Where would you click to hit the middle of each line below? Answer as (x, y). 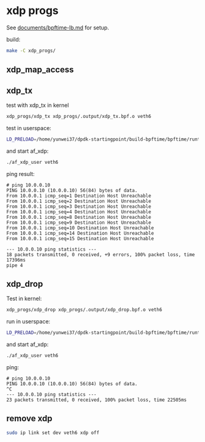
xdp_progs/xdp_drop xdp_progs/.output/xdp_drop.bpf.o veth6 (85, 310)
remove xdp (30, 418)
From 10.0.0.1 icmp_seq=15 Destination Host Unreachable (80, 238)
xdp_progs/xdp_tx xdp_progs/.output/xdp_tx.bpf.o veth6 (79, 117)
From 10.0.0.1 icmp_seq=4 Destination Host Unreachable (79, 212)
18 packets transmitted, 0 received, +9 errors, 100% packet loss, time (101, 254)
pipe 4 (15, 265)
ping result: (20, 174)
